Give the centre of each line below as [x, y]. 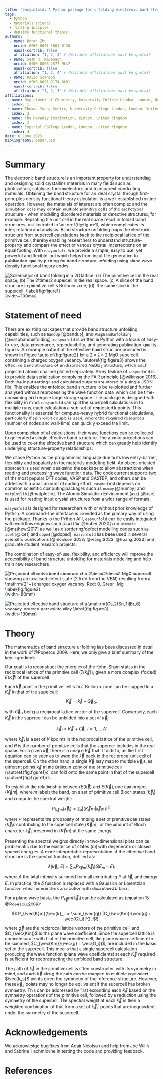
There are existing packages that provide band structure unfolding [71, 329]
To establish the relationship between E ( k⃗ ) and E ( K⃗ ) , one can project [76, 787]
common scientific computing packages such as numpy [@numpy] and [75, 488]
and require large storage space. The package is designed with [91, 397]
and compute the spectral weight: [39, 799]
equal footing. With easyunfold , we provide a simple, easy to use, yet [74, 250]
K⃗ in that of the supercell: [32, 692]
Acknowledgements [47, 1033]
